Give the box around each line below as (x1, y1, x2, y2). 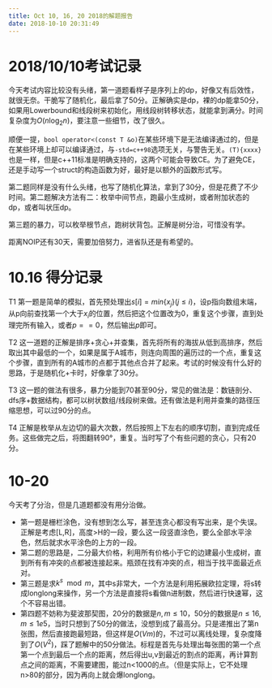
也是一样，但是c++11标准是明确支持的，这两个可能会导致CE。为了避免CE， (8, 155, 260, 165)
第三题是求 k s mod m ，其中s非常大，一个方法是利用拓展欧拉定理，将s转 (19, 577, 261, 588)
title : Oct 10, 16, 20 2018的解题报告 (8, 11, 134, 20)
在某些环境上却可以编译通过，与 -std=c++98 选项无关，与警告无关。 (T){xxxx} (8, 145, 262, 154)
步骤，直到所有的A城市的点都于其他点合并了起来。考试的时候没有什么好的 (15, 357, 261, 367)
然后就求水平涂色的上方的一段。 (34, 537, 142, 547)
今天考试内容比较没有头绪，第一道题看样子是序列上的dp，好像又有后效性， (8, 85, 259, 95)
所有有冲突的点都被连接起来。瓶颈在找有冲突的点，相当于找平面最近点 (27, 557, 261, 567)
